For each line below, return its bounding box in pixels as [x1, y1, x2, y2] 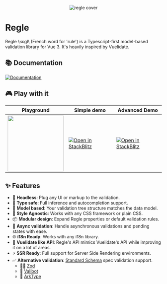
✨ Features [5, 181, 40, 190]
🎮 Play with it [5, 89, 49, 98]
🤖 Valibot [19, 268, 38, 274]
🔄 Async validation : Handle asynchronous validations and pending [12, 223, 150, 229]
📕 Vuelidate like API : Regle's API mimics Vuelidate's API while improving [12, 239, 162, 245]
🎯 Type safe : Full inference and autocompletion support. [12, 200, 128, 206]
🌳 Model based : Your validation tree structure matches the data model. [12, 205, 158, 211]
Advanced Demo [117, 107, 158, 114]
